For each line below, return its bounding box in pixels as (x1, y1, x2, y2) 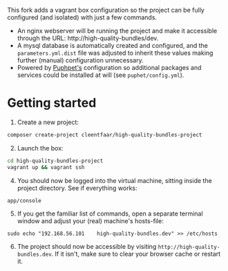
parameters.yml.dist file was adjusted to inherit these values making (17, 49, 213, 57)
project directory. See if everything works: (17, 184, 137, 192)
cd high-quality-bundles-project (7, 157, 104, 164)
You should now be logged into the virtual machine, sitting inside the (17, 176, 212, 184)
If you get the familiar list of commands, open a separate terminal (17, 209, 203, 218)
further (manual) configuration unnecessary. (17, 56, 144, 64)
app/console (7, 197, 41, 204)
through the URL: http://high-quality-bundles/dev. (17, 34, 159, 42)
